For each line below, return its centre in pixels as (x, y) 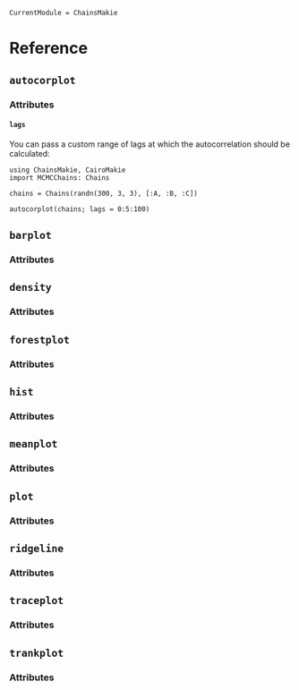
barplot (30, 235)
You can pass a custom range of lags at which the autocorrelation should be (150, 144)
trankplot (37, 653)
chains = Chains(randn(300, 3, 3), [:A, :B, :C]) (104, 193)
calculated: (30, 153)
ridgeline (37, 548)
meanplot (34, 444)
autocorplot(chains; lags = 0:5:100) (80, 209)
